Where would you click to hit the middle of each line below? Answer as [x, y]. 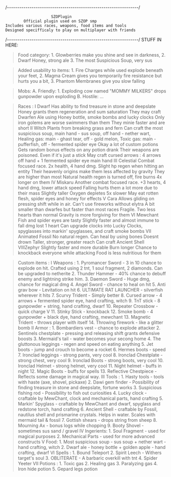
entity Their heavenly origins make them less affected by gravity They [91, 171]
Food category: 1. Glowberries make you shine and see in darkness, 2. [92, 55]
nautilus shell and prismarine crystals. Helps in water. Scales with [87, 415]
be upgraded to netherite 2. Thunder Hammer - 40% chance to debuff [92, 273]
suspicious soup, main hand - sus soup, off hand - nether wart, [84, 133]
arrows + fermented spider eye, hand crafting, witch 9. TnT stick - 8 [89, 301]
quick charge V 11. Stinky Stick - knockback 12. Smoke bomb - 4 [85, 312]
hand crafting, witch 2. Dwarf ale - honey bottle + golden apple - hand [92, 447]
